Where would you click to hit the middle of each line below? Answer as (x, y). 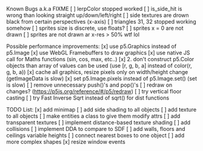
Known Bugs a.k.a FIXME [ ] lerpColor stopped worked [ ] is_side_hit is (94, 9)
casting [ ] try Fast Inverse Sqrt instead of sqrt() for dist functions (88, 98)
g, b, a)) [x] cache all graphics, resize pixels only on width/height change (97, 72)
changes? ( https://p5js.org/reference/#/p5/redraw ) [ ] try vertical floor (94, 91)
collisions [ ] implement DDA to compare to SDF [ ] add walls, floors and (96, 129)
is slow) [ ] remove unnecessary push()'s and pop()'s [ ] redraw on (89, 85)
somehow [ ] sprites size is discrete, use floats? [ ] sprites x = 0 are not (95, 28)
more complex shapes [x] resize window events (66, 142)
